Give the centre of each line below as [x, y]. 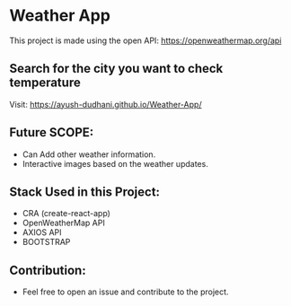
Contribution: [48, 270]
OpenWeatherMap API [63, 223]
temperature [45, 83]
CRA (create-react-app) [66, 214]
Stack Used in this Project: [84, 192]
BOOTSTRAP [46, 242]
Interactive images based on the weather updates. [115, 163]
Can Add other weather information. [89, 154]
